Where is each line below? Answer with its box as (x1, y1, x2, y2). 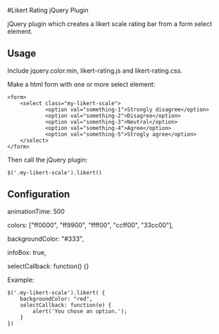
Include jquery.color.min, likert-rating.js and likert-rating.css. (7, 66, 183, 75)
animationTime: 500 (7, 207, 65, 215)
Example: (7, 275, 35, 284)
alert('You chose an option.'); (32, 307, 128, 315)
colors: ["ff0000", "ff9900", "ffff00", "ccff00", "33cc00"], (7, 220, 174, 229)
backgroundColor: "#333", (7, 234, 85, 243)
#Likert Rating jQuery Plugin (7, 6, 89, 14)
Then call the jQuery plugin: (7, 155, 88, 164)
